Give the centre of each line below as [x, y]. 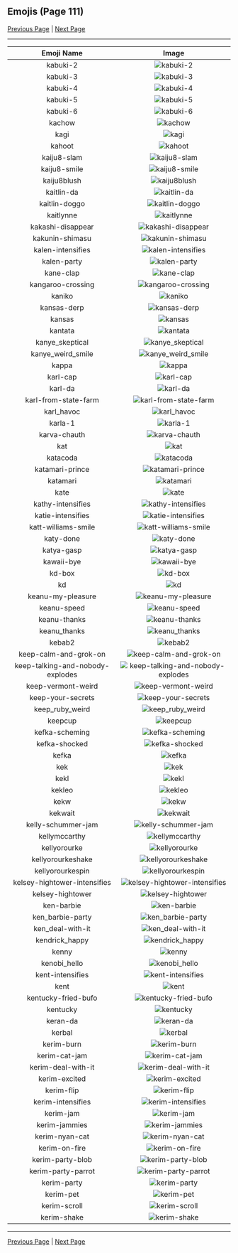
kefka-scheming [62, 732]
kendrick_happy [62, 940]
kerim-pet [62, 1194]
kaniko [62, 296]
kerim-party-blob [62, 1159]
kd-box [62, 573]
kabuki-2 [62, 65]
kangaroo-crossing [62, 284]
